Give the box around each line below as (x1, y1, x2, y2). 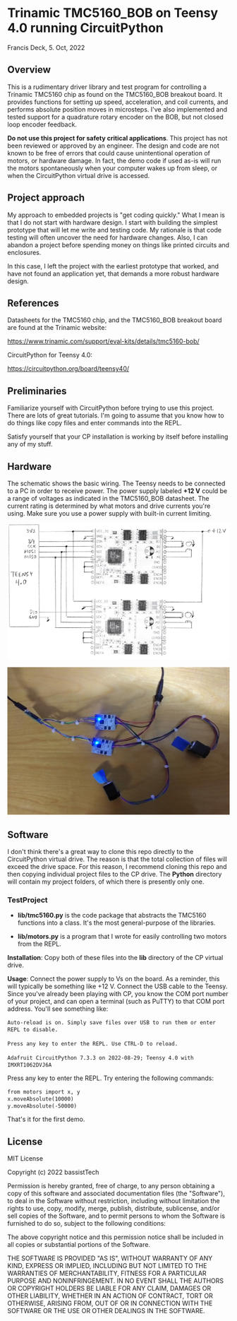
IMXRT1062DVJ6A (7, 1062, 52, 1069)
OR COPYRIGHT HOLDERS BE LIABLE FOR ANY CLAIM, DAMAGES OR (7, 1284, 212, 1293)
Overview (7, 64, 51, 76)
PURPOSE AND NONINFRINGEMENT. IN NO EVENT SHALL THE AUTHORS (7, 1276, 224, 1285)
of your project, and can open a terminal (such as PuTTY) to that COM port (7, 997, 225, 1006)
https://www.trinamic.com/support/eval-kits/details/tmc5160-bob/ (7, 337, 200, 345)
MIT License (7, 1154, 44, 1163)
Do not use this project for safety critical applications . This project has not (7, 134, 228, 142)
